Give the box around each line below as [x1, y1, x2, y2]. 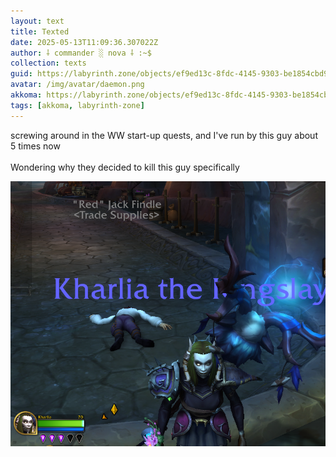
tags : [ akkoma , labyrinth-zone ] [10, 100, 145, 110]
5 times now [10, 140, 61, 152]
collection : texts [10, 58, 87, 69]
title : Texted [10, 26, 70, 37]
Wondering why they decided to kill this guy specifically [10, 161, 240, 173]
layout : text [10, 16, 65, 26]
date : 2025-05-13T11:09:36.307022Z [10, 37, 159, 47]
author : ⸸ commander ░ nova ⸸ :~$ [10, 48, 152, 58]
